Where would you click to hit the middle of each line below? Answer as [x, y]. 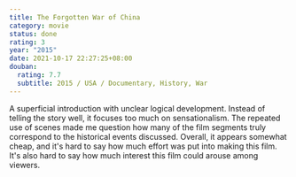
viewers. [25, 165]
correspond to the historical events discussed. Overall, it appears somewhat [148, 136]
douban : [23, 67]
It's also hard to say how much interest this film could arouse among [134, 155]
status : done [33, 34]
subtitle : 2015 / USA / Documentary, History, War [113, 83]
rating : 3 [27, 42]
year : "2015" [33, 50]
